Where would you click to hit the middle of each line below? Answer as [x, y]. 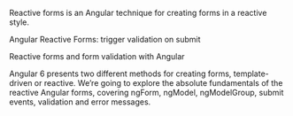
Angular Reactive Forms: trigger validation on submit [105, 39]
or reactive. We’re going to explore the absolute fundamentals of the [158, 83]
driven [21, 83]
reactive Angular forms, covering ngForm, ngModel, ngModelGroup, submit [146, 93]
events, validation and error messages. [80, 102]
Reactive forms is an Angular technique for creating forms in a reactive [138, 13]
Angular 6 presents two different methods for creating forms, [120, 73]
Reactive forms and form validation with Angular [97, 56]
